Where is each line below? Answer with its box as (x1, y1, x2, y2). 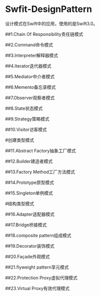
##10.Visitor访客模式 (5, 126, 47, 133)
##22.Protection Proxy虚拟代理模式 (5, 275, 78, 281)
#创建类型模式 (5, 137, 34, 143)
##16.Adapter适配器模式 (5, 211, 55, 217)
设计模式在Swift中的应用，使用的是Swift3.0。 (5, 20, 98, 26)
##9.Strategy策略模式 (5, 116, 50, 122)
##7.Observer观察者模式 (5, 95, 55, 101)
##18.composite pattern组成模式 (5, 232, 72, 238)
